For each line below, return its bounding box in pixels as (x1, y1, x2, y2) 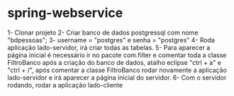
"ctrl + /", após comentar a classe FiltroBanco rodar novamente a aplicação (7, 66, 227, 74)
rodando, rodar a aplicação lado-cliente (7, 80, 123, 89)
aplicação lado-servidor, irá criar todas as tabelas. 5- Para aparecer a (7, 43, 211, 52)
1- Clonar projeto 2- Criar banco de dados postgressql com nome (7, 28, 199, 37)
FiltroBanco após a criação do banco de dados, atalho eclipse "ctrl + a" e (7, 58, 222, 66)
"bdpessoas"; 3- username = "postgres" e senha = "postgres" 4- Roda (7, 35, 215, 44)
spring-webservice (7, 5, 123, 21)
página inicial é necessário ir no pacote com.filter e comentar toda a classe (7, 51, 227, 59)
